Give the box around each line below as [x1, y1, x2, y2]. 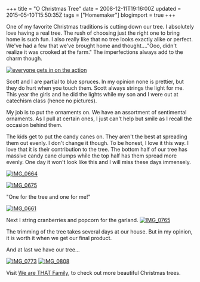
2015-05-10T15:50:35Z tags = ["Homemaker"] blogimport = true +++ [6, 11, 176, 19]
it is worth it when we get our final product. [6, 235, 112, 241]
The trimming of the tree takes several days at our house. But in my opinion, [6, 228, 193, 235]
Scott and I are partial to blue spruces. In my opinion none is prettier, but [6, 78, 184, 85]
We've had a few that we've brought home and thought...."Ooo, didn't [6, 42, 177, 49]
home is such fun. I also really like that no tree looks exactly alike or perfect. [6, 36, 193, 43]
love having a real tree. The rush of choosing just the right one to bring [6, 29, 180, 37]
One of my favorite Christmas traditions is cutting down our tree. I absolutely [6, 23, 194, 30]
